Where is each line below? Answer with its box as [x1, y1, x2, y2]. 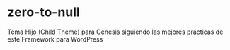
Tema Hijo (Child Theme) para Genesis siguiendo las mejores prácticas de [7, 27, 224, 36]
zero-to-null [7, 4, 80, 20]
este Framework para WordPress [7, 35, 103, 43]
